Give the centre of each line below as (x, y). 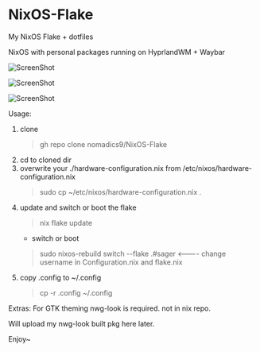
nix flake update (66, 222)
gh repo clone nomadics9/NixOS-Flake (103, 144)
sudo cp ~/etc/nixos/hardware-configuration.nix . (120, 191)
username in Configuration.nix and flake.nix (111, 262)
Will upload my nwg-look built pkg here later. (81, 323)
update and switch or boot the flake (78, 207)
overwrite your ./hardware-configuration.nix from (100, 168)
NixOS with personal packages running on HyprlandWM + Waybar (116, 52)
